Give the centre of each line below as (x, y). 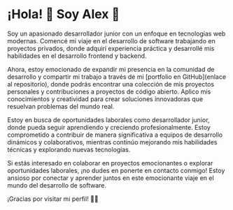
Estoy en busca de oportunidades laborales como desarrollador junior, (108, 120)
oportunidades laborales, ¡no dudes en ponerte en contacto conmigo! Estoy (116, 170)
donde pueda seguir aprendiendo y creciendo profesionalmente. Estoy (109, 127)
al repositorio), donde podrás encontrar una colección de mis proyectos (111, 84)
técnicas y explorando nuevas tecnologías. (69, 149)
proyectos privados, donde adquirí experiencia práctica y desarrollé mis (111, 48)
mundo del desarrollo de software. (57, 185)
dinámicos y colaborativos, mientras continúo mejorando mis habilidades (112, 142)
